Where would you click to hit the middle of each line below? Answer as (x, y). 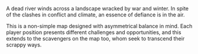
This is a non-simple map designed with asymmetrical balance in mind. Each (99, 26)
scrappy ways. (24, 45)
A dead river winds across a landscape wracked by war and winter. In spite (98, 9)
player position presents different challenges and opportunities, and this (94, 32)
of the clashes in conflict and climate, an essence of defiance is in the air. (95, 15)
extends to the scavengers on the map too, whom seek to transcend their (95, 38)
